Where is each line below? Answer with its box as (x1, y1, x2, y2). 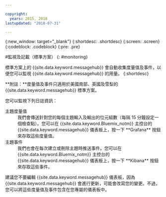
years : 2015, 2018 (9, 16, 48, 21)
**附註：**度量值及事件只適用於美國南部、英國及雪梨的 (5, 81, 118, 87)
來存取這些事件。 (17, 164, 53, 170)
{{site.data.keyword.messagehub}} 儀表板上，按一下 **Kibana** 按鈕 (17, 158, 159, 163)
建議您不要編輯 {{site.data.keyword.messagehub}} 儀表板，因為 (5, 174, 135, 180)
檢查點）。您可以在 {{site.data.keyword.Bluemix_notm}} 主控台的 (21, 120, 153, 126)
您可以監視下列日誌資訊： (5, 98, 57, 104)
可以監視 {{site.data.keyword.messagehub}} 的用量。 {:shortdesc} (13, 71, 149, 77)
